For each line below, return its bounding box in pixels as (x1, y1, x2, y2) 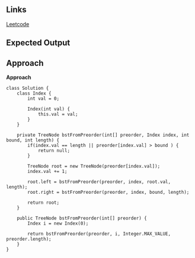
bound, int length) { (6, 137, 60, 143)
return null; (37, 148, 70, 154)
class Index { (17, 90, 52, 97)
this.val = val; (37, 111, 78, 118)
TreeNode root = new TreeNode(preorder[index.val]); (27, 163, 161, 169)
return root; (27, 200, 60, 206)
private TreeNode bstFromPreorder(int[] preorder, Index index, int (17, 132, 190, 139)
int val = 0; (27, 96, 60, 102)
